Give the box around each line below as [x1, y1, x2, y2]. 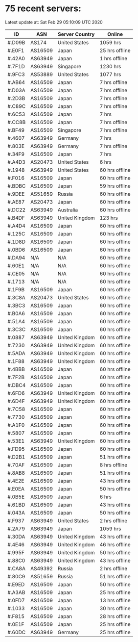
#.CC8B [7, 119, 26, 126]
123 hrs [99, 214, 118, 221]
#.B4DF [7, 214, 25, 221]
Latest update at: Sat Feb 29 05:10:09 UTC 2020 [5, 19, 103, 25]
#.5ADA [7, 350, 25, 357]
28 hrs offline [99, 613, 131, 619]
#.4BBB [7, 366, 25, 373]
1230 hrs [99, 63, 121, 70]
